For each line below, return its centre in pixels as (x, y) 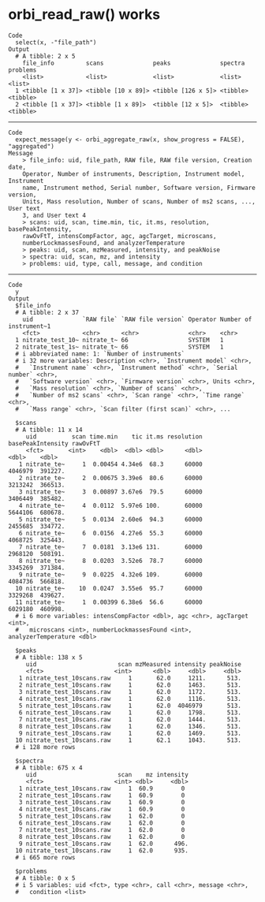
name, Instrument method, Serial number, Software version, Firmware (139, 188)
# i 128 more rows (46, 747)
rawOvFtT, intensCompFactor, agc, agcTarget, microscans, (119, 236)
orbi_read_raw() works (84, 15)
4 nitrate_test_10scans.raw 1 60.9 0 (102, 809)
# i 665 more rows (46, 857)
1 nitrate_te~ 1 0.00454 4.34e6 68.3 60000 (110, 464)
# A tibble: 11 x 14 (49, 430)
